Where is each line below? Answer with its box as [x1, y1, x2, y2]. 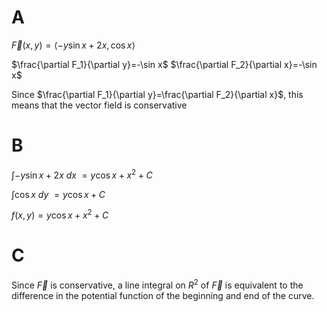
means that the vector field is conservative [11, 99, 188, 111]
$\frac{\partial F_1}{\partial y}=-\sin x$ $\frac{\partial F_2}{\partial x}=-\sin [11, 58, 318, 70]
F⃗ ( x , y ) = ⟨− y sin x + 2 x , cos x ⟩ [11, 39, 136, 51]
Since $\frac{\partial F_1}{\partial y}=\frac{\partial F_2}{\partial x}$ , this [11, 88, 304, 100]
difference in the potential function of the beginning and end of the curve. [11, 289, 315, 301]
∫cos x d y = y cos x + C [11, 188, 106, 200]
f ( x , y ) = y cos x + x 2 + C [11, 207, 109, 221]
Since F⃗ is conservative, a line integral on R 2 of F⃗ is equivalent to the [11, 277, 304, 291]
